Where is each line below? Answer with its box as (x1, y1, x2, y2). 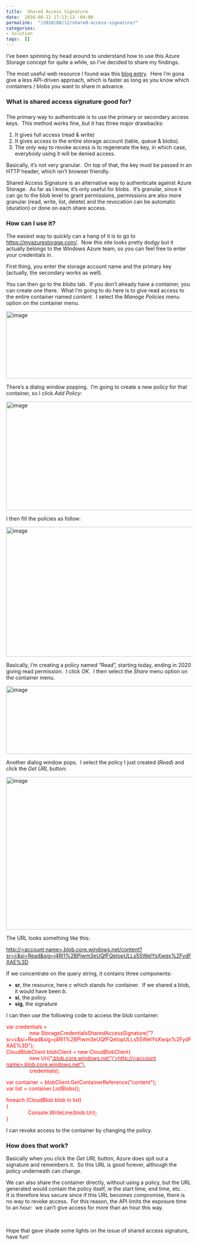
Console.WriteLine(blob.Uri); (28, 1109, 97, 1116)
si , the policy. (14, 994, 48, 1001)
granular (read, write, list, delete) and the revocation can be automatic (6, 198, 176, 205)
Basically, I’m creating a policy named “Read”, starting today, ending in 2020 (6, 662, 192, 669)
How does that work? (6, 1141, 68, 1150)
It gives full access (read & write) (14, 131, 95, 138)
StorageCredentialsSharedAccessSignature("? (41, 1030, 153, 1037)
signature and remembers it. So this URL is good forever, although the (6, 1161, 177, 1169)
